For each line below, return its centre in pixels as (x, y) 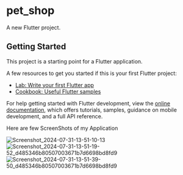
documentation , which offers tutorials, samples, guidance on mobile (91, 110)
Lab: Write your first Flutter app (55, 85)
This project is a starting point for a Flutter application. (74, 61)
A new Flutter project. (34, 27)
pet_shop (30, 11)
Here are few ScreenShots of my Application (62, 128)
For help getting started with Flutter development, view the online (88, 103)
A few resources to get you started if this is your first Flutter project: (91, 73)
